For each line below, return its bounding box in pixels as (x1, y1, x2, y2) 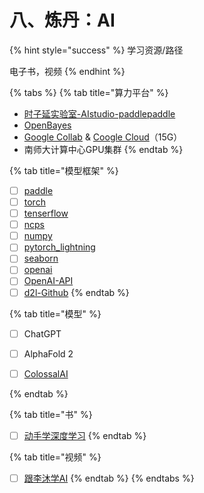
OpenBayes (23, 119, 72, 131)
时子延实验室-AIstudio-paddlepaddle (23, 107, 176, 120)
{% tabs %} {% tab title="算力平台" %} (9, 86, 169, 98)
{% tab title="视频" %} (9, 451, 102, 463)
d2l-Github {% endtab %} (23, 286, 130, 298)
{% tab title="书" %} (9, 408, 93, 420)
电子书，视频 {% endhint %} (9, 65, 126, 77)
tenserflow (23, 207, 69, 220)
